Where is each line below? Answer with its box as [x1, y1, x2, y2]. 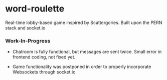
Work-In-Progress [5, 37, 51, 44]
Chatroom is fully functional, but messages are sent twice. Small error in [12, 48, 162, 55]
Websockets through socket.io [12, 69, 76, 75]
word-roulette [5, 3, 65, 14]
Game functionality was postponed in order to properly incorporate [12, 63, 151, 70]
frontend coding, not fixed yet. [12, 54, 76, 60]
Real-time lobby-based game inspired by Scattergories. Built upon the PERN [5, 19, 162, 25]
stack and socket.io [5, 24, 46, 30]
